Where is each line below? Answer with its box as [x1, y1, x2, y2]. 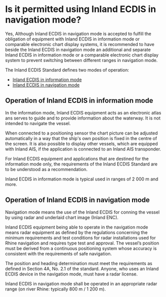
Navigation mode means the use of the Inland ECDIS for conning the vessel [5, 209, 160, 215]
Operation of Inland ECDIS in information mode [5, 96, 154, 105]
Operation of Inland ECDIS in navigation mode [5, 196, 150, 204]
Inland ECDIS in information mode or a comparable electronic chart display [5, 51, 159, 58]
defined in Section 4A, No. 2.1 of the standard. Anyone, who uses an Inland [5, 265, 159, 271]
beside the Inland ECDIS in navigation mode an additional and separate [5, 46, 151, 52]
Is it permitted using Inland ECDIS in [5, 3, 156, 15]
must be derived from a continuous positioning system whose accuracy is [5, 245, 157, 251]
